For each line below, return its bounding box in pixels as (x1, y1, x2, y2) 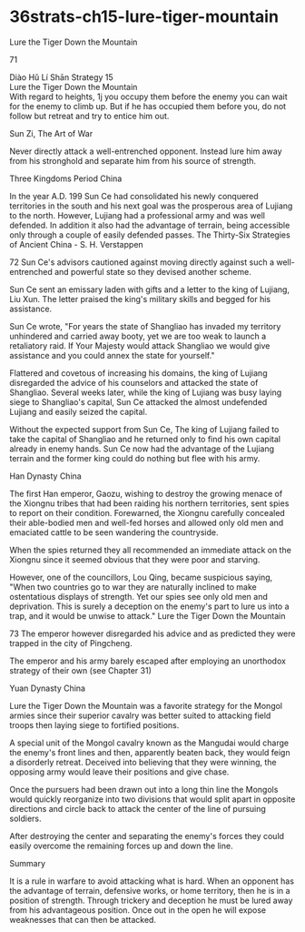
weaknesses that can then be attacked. (9, 914, 157, 925)
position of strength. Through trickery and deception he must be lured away (9, 895, 293, 906)
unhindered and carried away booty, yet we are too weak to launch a (9, 330, 267, 341)
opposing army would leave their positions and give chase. (9, 766, 230, 777)
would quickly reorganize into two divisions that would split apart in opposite (9, 794, 296, 805)
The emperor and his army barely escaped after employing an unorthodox (9, 655, 286, 666)
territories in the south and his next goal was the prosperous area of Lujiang (9, 200, 293, 211)
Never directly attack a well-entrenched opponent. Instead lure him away (9, 146, 283, 157)
